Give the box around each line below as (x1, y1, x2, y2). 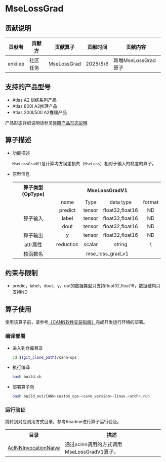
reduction (56, 241, 79, 248)
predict (59, 206, 76, 213)
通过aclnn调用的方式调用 (65, 441, 123, 448)
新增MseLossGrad (113, 57, 156, 64)
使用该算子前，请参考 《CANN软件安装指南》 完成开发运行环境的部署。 (5, 319, 148, 325)
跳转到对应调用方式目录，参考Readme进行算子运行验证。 (5, 419, 122, 425)
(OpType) (22, 191, 44, 198)
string (114, 241, 127, 248)
